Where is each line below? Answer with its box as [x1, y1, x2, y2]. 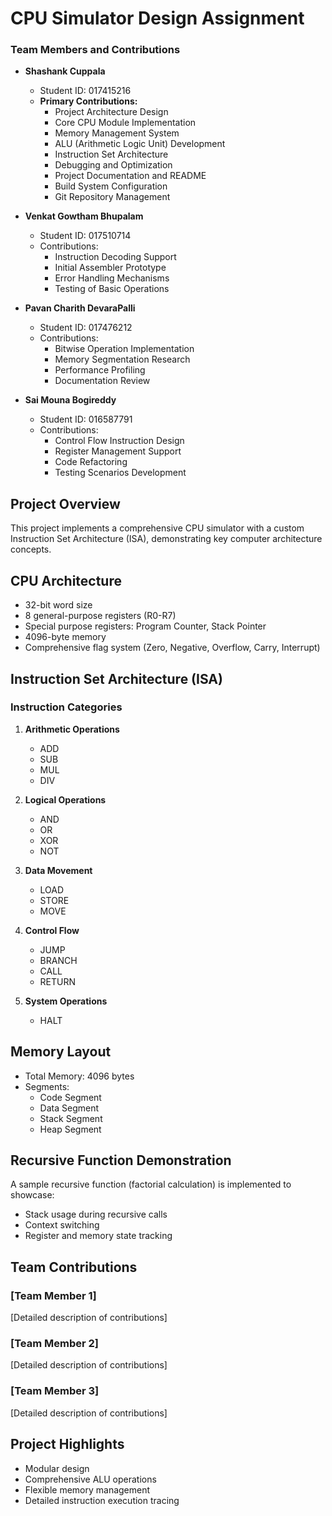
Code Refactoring [54, 456, 128, 468]
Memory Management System [54, 127, 180, 139]
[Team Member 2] [10, 1337, 99, 1351]
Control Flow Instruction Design [54, 435, 185, 447]
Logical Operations [24, 793, 107, 806]
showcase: [10, 1189, 55, 1201]
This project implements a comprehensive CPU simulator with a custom [10, 522, 305, 534]
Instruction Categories [10, 700, 123, 714]
